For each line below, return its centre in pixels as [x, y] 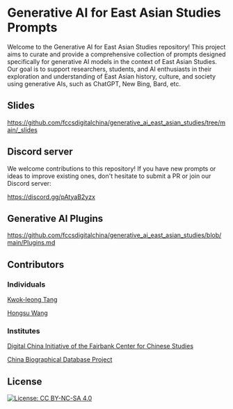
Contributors [36, 265]
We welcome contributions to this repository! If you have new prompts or [112, 168]
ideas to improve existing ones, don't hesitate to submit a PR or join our [109, 176]
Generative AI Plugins [55, 218]
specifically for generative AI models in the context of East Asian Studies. [112, 61]
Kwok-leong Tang [32, 300]
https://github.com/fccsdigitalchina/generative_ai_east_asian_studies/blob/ [114, 235]
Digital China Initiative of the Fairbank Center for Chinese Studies [100, 346]
